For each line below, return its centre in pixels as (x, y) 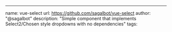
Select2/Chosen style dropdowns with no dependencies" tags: (71, 24)
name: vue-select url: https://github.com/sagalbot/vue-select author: (78, 13)
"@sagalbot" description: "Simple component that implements (71, 19)
